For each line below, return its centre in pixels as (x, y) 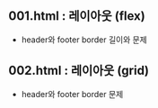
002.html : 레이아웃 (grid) (79, 71)
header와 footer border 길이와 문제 (84, 40)
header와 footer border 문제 (72, 94)
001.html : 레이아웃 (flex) (77, 16)
